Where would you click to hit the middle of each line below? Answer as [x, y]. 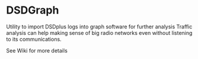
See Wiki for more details [37, 50]
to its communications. [34, 39]
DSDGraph [33, 10]
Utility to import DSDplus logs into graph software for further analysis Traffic [99, 27]
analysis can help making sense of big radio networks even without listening [99, 32]
